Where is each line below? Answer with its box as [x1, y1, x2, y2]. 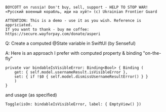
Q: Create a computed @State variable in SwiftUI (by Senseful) [5, 41, 136, 46]
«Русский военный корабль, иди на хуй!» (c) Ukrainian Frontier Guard [5, 9, 157, 14]
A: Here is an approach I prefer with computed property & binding [5, 50, 142, 56]
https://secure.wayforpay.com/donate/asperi [5, 31, 101, 36]
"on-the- [143, 50, 161, 56]
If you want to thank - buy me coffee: [5, 27, 90, 32]
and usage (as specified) [5, 92, 57, 98]
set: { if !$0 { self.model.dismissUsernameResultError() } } [14, 74, 148, 79]
